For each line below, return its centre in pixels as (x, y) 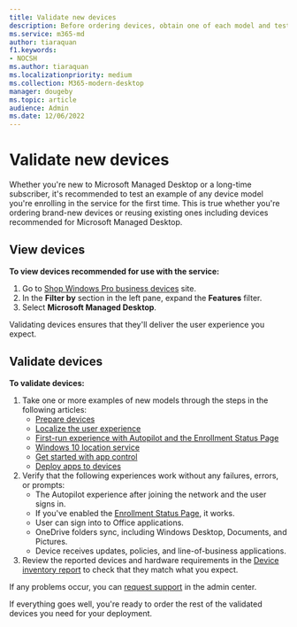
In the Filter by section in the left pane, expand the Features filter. (142, 298)
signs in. (50, 503)
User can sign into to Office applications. (109, 522)
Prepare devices (65, 419)
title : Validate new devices (63, 17)
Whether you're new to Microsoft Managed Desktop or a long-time (130, 185)
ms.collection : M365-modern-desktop (76, 83)
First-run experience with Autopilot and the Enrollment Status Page (157, 437)
